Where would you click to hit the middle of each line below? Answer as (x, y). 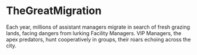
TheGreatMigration (54, 11)
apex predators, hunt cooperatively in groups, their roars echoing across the (98, 39)
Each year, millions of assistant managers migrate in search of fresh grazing (98, 27)
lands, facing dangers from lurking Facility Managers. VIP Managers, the (94, 33)
